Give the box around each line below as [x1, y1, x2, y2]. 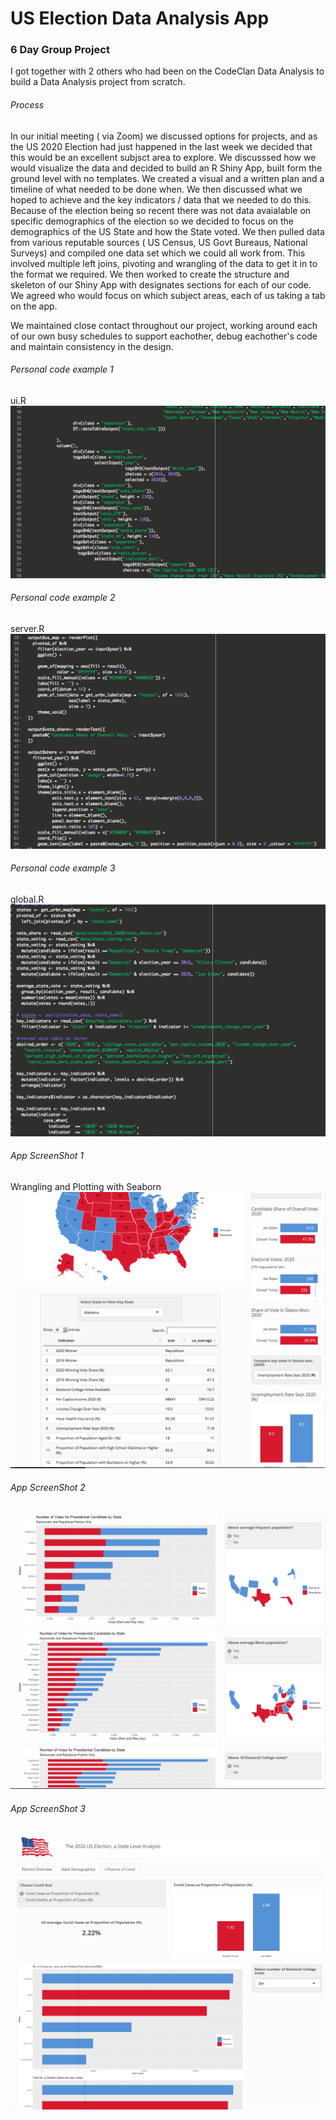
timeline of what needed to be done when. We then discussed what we [10, 183, 303, 195]
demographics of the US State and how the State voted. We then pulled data [10, 225, 325, 237]
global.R [10, 893, 45, 905]
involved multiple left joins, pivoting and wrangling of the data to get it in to [10, 257, 318, 269]
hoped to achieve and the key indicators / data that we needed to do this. [10, 193, 312, 206]
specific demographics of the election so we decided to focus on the [10, 215, 295, 227]
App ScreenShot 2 [10, 1482, 86, 1494]
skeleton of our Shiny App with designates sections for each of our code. [10, 278, 312, 291]
